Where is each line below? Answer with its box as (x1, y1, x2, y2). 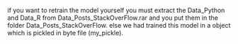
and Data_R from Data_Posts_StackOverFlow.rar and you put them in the (7, 13, 218, 22)
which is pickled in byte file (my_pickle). (7, 28, 124, 37)
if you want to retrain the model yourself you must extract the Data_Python (7, 6, 225, 14)
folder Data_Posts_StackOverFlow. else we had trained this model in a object (7, 21, 231, 29)
